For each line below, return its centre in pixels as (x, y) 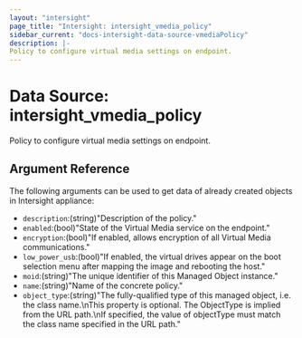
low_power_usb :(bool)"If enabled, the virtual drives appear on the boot (152, 256)
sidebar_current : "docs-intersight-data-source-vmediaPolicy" (129, 34)
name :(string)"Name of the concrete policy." (103, 285)
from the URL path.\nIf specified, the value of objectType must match (151, 314)
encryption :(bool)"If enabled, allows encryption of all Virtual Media (146, 237)
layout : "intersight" (50, 18)
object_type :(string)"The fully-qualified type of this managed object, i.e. (156, 295)
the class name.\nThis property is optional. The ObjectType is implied (151, 304)
